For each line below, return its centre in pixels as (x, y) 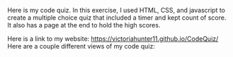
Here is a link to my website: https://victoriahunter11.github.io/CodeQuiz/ (113, 39)
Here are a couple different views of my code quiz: (81, 46)
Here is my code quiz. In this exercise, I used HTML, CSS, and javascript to (116, 10)
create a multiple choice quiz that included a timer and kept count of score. (117, 18)
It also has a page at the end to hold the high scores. (84, 25)
